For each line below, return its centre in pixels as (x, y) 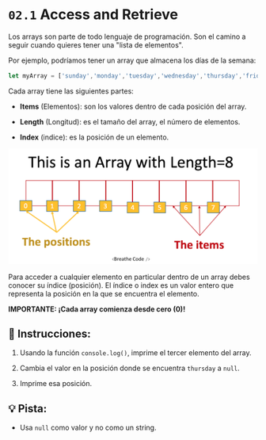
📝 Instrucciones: (49, 333)
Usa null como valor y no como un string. (88, 428)
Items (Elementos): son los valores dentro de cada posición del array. (133, 106)
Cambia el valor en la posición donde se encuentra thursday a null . (129, 368)
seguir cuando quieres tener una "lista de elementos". (96, 44)
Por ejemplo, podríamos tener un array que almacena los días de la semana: (132, 60)
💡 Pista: (28, 409)
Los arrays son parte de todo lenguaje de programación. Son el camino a (127, 36)
